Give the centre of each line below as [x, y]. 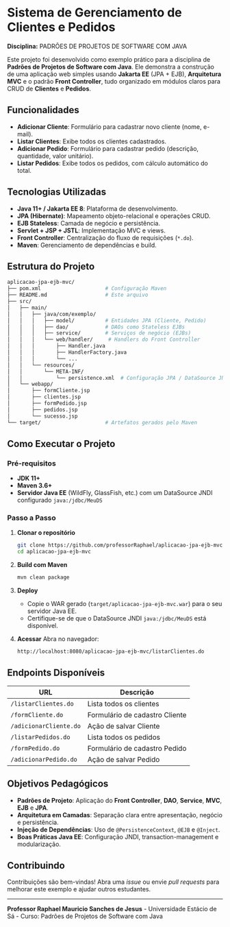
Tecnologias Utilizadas [57, 192]
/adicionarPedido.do [44, 759]
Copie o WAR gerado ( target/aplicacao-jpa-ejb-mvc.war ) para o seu [125, 604]
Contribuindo [36, 866]
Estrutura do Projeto [51, 266]
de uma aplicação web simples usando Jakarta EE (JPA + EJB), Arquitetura [114, 74]
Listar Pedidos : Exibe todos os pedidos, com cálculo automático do [113, 163]
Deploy [27, 590]
